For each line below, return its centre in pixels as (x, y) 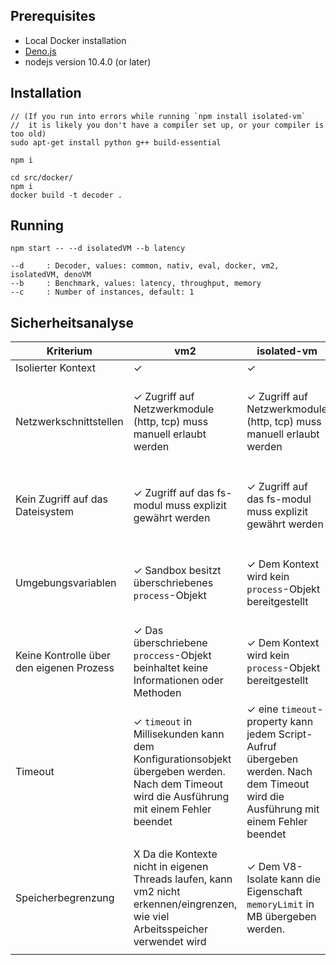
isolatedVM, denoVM (51, 275)
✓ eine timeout (282, 709)
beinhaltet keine (171, 668)
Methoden (157, 693)
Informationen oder (178, 681)
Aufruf (262, 747)
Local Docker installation (75, 40)
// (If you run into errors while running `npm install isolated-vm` (158, 116)
